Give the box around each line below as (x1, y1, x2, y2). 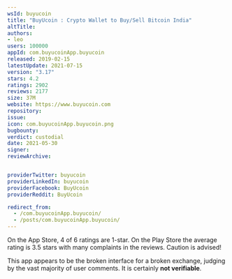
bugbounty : (7, 127, 39, 134)
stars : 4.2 (7, 75, 39, 82)
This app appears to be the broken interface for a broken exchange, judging (7, 257, 226, 265)
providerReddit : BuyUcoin (7, 191, 82, 198)
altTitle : (7, 23, 36, 30)
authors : (7, 29, 33, 37)
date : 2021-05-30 (7, 140, 58, 147)
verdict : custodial (7, 133, 64, 140)
